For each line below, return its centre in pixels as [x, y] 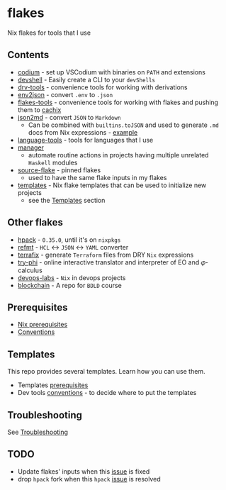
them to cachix [39, 110]
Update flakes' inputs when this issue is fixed [84, 471]
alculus [30, 270]
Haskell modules [53, 162]
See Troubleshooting [38, 432]
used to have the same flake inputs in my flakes [97, 177]
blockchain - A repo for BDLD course [69, 285]
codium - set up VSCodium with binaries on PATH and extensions [111, 72]
